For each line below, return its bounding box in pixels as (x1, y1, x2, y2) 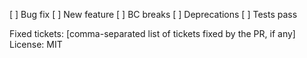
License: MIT (9, 39, 63, 50)
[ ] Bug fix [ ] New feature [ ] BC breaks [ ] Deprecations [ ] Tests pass (9, 9, 298, 20)
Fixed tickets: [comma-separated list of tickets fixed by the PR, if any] (9, 28, 296, 39)
